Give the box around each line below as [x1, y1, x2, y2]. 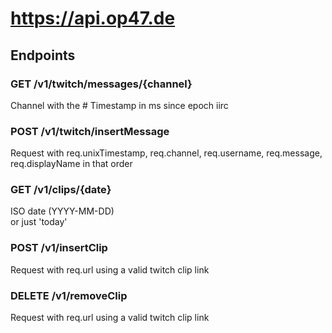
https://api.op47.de [10, 7, 176, 30]
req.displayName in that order [10, 158, 133, 170]
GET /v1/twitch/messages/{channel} [10, 77, 193, 91]
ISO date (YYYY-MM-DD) [10, 205, 115, 217]
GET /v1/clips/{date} [10, 183, 112, 197]
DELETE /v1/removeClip [10, 288, 128, 302]
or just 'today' [10, 216, 68, 228]
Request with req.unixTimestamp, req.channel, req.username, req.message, [10, 147, 323, 159]
